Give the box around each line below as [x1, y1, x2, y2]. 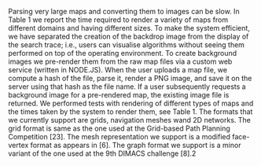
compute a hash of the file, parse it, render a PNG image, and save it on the [8, 74, 252, 83]
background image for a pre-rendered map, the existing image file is [8, 90, 230, 99]
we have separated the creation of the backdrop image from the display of [8, 31, 249, 41]
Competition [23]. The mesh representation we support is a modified [8, 132, 230, 141]
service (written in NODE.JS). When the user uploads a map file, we [8, 65, 228, 74]
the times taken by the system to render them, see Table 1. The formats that [8, 107, 253, 116]
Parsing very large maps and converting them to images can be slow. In [8, 7, 240, 16]
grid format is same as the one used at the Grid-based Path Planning [8, 124, 230, 133]
